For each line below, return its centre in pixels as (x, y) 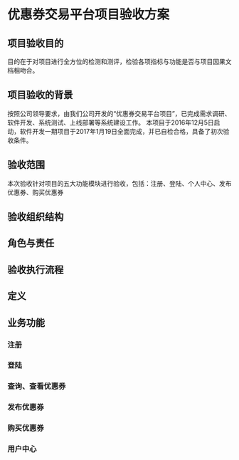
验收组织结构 (36, 217)
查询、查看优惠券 (37, 387)
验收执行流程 (36, 270)
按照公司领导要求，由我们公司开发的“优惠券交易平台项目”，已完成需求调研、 (119, 113)
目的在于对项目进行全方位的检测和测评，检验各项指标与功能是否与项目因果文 (119, 62)
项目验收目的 (36, 43)
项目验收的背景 (40, 95)
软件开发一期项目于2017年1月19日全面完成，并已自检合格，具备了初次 (122, 131)
